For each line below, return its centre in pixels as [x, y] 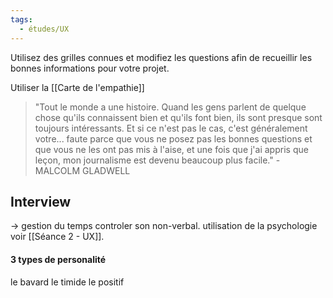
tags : [21, 19]
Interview [41, 201]
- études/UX [44, 29]
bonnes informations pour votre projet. [90, 68]
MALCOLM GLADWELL [82, 170]
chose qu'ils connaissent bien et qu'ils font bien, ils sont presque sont [178, 117]
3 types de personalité [58, 259]
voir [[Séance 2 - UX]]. [57, 237]
